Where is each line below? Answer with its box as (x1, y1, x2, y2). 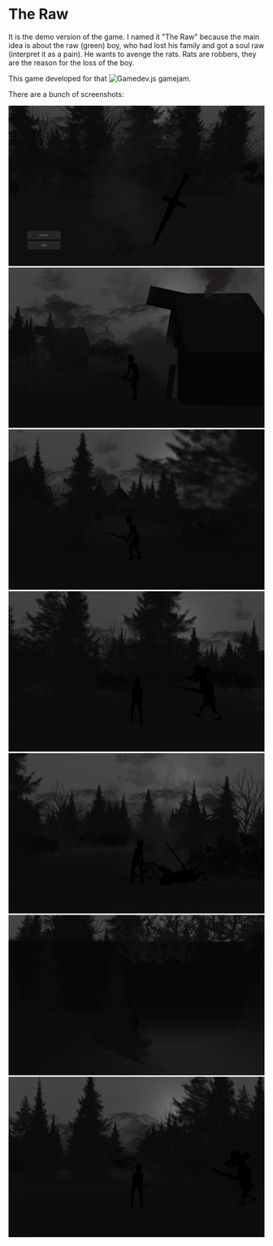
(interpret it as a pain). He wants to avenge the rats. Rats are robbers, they (8, 49, 257, 59)
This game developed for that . (8, 73, 192, 83)
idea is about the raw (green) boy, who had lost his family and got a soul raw (8, 40, 265, 50)
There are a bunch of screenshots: (8, 89, 124, 99)
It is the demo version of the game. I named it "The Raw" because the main (8, 32, 260, 42)
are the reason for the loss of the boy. (8, 58, 135, 68)
